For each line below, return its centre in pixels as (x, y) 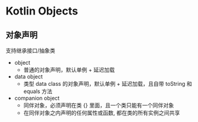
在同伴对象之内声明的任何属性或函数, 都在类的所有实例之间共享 (102, 113)
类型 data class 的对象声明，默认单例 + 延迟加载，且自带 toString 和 (108, 84)
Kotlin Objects (42, 11)
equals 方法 (38, 91)
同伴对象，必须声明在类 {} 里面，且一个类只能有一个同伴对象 (99, 105)
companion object (37, 98)
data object (28, 76)
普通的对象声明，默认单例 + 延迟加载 (69, 70)
